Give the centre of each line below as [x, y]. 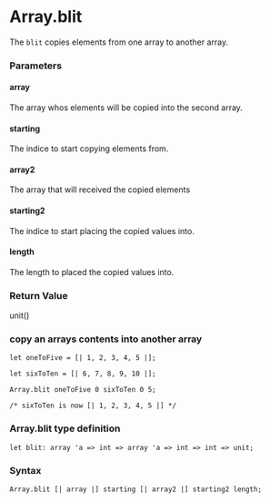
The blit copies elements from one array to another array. [119, 42]
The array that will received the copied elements [100, 190]
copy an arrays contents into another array [106, 339]
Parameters [35, 66]
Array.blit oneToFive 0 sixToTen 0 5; [83, 390]
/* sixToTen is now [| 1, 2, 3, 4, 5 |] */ [93, 406]
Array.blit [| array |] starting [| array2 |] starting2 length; [135, 489]
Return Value [39, 295]
